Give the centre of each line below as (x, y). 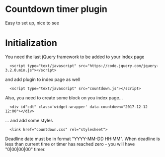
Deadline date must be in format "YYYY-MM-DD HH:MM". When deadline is (82, 139)
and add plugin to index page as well (43, 79)
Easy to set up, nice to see (32, 23)
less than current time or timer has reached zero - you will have (70, 144)
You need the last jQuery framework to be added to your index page (75, 57)
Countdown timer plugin (56, 9)
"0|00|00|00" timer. (25, 149)
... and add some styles (29, 120)
